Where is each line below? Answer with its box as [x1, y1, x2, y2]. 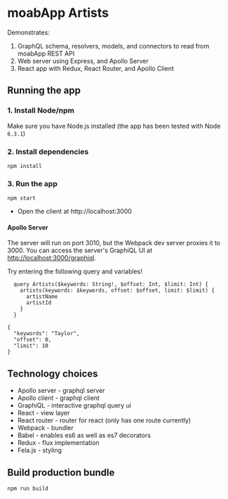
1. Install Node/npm [7, 105, 75, 115]
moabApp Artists [7, 5, 109, 21]
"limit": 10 [13, 342, 49, 349]
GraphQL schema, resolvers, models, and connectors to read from [17, 41, 210, 50]
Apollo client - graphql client [17, 394, 100, 402]
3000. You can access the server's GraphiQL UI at [7, 246, 153, 254]
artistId [25, 299, 52, 306]
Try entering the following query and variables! [7, 267, 142, 276]
